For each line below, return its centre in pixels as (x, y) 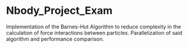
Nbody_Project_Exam (59, 11)
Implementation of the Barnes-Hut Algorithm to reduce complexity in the (93, 27)
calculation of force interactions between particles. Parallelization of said (94, 32)
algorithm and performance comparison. (55, 39)
